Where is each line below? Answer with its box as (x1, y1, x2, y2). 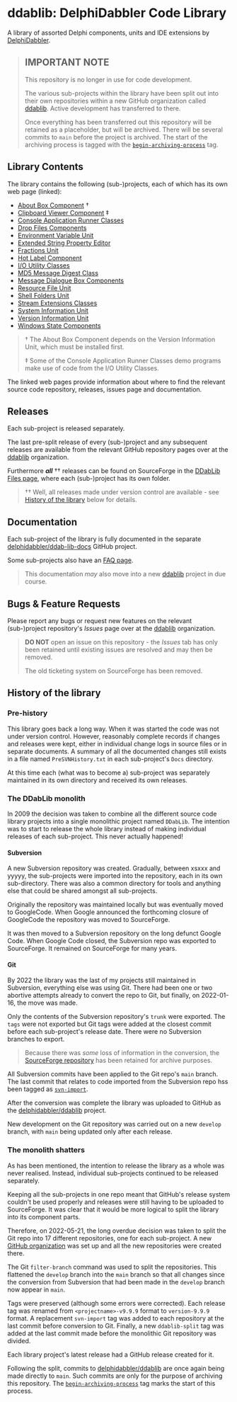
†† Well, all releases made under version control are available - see (24, 488, 219, 496)
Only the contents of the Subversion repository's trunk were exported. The (7, 1013, 226, 1021)
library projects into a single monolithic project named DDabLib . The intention (7, 816, 230, 826)
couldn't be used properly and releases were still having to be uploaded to (7, 1197, 224, 1206)
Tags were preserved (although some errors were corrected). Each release (7, 1299, 226, 1307)
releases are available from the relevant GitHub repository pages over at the (7, 445, 229, 454)
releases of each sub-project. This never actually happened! (7, 832, 184, 840)
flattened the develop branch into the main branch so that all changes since (7, 1270, 225, 1279)
